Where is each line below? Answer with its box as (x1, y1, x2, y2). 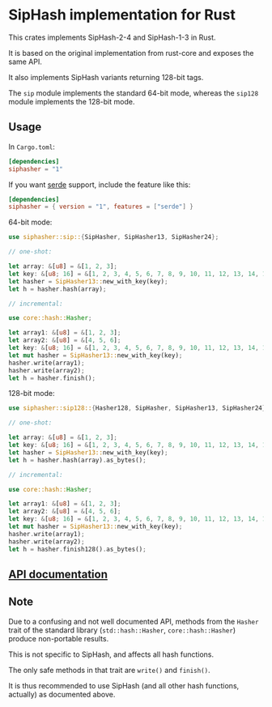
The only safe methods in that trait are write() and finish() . (8, 665, 210, 675)
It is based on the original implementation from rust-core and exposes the (8, 48, 254, 57)
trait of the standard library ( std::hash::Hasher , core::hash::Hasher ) (8, 625, 236, 635)
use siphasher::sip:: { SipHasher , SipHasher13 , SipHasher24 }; (8, 233, 219, 241)
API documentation (8, 567, 108, 581)
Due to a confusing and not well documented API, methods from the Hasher (8, 616, 259, 626)
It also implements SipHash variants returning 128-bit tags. (8, 72, 204, 82)
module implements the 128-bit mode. (8, 96, 135, 106)
